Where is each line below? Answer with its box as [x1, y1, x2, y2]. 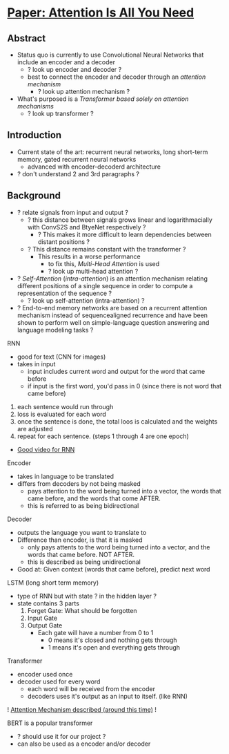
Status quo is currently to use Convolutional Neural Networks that [17, 50, 204, 59]
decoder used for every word [17, 677, 101, 686]
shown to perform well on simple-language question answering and [17, 318, 210, 326]
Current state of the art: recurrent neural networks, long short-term [17, 147, 208, 156]
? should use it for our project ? [17, 732, 106, 740]
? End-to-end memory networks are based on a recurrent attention [17, 303, 208, 312]
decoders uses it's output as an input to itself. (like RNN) [27, 692, 188, 700]
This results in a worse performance [37, 252, 141, 261]
